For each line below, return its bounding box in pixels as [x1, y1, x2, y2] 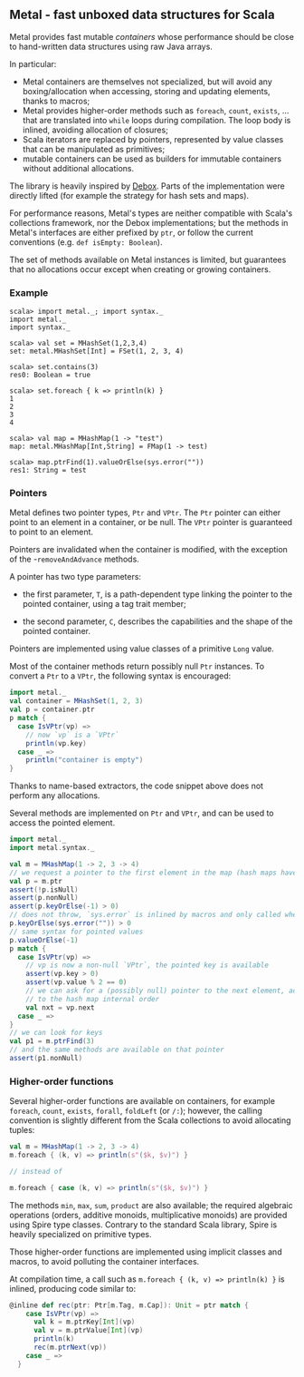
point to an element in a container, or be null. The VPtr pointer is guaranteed [9, 517, 292, 528]
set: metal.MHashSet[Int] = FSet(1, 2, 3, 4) [9, 347, 184, 356]
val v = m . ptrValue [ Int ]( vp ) [33, 1326, 144, 1335]
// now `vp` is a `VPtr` [25, 730, 119, 739]
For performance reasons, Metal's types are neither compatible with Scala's [9, 208, 293, 219]
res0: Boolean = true [9, 371, 91, 380]
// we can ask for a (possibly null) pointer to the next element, [25, 986, 285, 996]
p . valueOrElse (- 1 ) [9, 935, 79, 944]
